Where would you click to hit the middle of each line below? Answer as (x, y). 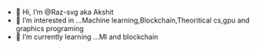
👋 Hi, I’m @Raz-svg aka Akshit (64, 12)
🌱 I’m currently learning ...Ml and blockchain (87, 37)
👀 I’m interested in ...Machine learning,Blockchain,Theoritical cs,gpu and (132, 20)
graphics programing (50, 28)
